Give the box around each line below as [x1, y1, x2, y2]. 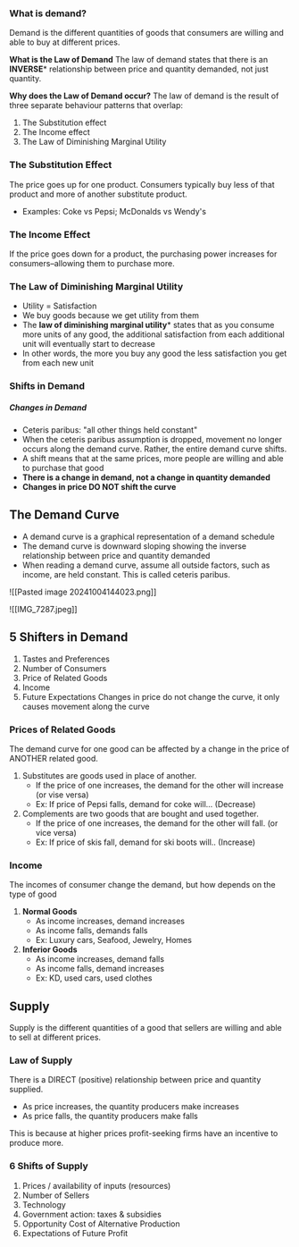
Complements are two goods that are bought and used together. [21, 808, 259, 819]
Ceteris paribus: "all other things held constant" [21, 425, 198, 435]
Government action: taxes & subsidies [21, 1209, 162, 1219]
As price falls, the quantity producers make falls [21, 1111, 198, 1122]
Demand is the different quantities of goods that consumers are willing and [9, 28, 284, 38]
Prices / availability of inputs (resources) [21, 1180, 171, 1191]
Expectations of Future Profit [21, 1227, 129, 1238]
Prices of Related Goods [9, 723, 116, 736]
